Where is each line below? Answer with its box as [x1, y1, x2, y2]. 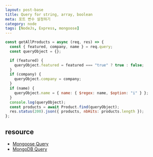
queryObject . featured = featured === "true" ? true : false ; [14, 62, 144, 67]
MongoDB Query [12, 146, 47, 152]
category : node [5, 21, 37, 26]
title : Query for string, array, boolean [5, 12, 93, 17]
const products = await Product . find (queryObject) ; [9, 104, 120, 109]
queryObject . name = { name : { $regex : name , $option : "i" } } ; [14, 90, 149, 95]
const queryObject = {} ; [9, 48, 61, 54]
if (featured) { [9, 58, 43, 63]
